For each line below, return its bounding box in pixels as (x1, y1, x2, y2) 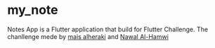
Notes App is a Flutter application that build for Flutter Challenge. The (7, 25, 209, 33)
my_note (7, 2, 58, 18)
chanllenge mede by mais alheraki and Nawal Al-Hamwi (7, 32, 169, 40)
